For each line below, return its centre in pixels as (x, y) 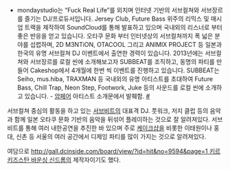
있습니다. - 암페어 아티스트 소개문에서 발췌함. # (87, 96)
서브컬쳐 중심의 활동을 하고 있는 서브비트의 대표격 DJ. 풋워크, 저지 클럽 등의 (108, 111)
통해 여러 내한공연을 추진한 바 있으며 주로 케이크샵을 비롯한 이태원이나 (119, 128)
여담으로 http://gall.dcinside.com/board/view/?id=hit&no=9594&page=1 (107, 151)
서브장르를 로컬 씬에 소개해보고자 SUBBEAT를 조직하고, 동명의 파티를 (122, 62)
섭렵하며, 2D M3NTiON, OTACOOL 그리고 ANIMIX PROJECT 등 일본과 (126, 44)
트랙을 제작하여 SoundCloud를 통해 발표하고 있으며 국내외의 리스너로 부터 (124, 27)
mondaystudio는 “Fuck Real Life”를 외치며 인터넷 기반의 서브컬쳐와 (108, 10)
